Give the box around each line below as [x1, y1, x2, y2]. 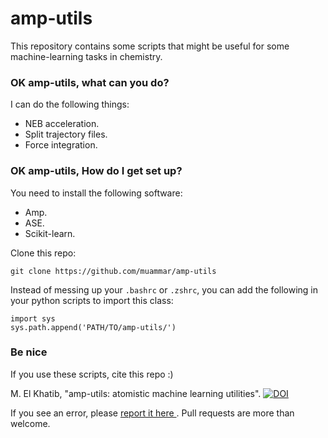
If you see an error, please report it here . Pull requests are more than [10, 407, 295, 419]
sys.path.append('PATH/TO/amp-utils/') [10, 322, 177, 332]
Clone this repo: [10, 247, 77, 259]
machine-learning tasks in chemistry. [10, 50, 163, 62]
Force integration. [24, 139, 98, 151]
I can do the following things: [10, 98, 130, 111]
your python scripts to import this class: [10, 294, 174, 306]
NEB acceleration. [24, 118, 100, 130]
